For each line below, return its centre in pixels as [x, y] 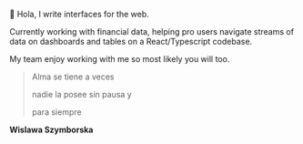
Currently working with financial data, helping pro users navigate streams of [151, 31]
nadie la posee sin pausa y [81, 94]
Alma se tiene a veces [73, 77]
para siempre [56, 112]
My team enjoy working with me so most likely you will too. [120, 59]
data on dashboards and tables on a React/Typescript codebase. [131, 41]
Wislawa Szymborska [51, 129]
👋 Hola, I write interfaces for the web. [80, 14]
